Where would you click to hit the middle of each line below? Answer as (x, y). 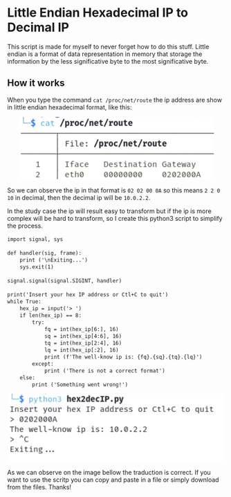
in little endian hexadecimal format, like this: (70, 107)
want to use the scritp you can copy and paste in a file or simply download (113, 480)
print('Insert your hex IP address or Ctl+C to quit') (88, 295)
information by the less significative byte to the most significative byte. (108, 61)
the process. (25, 226)
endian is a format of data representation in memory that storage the (105, 54)
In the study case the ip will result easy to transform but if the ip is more (110, 211)
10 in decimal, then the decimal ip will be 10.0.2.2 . (79, 197)
